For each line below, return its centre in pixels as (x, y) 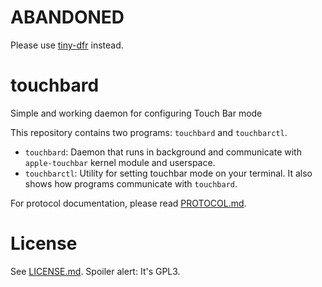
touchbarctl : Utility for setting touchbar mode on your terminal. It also (168, 173)
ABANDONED (67, 17)
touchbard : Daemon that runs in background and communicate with (163, 152)
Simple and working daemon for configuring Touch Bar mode (136, 113)
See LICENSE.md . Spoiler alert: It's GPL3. (95, 271)
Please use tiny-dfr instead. (67, 45)
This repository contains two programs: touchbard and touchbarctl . (149, 132)
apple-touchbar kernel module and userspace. (120, 162)
